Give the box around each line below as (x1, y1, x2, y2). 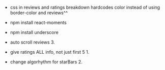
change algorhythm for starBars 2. (10, 59, 82, 65)
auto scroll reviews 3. (10, 39, 55, 45)
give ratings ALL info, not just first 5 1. (10, 49, 90, 55)
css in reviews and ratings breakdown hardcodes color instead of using (10, 5, 160, 10)
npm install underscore (10, 29, 59, 35)
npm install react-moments (10, 20, 67, 25)
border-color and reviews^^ (10, 10, 68, 16)
